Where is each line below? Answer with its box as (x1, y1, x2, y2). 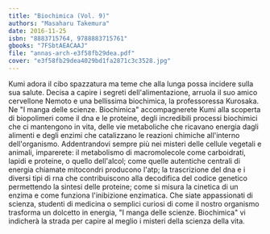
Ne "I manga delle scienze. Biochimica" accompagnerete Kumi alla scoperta (8, 104, 261, 114)
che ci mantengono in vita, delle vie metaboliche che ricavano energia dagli (8, 122, 260, 132)
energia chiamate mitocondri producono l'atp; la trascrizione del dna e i (8, 165, 246, 174)
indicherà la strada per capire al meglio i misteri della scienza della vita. (8, 215, 246, 226)
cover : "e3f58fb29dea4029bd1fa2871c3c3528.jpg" (8, 57, 172, 65)
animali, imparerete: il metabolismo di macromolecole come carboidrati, (8, 147, 246, 157)
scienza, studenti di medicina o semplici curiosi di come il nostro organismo (8, 198, 260, 208)
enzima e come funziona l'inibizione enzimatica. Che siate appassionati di (8, 190, 254, 200)
